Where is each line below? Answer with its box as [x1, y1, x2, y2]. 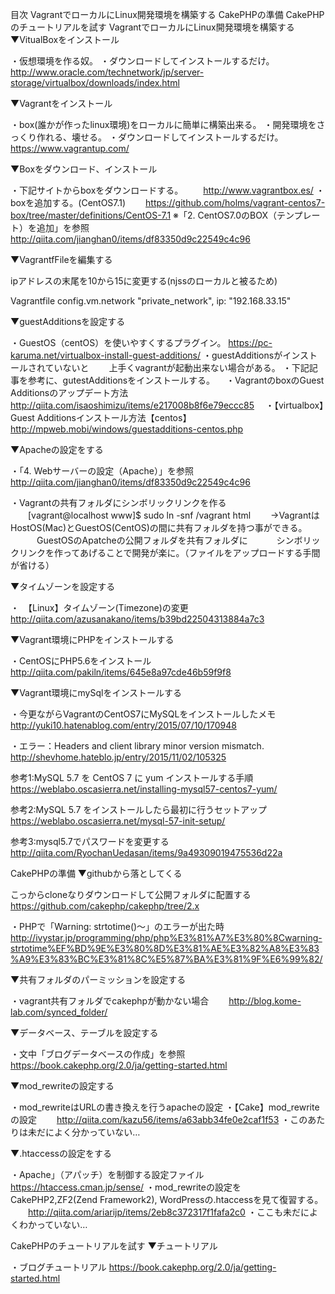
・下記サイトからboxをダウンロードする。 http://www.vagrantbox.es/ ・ [10, 184, 325, 196]
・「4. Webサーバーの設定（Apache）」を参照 [10, 465, 194, 477]
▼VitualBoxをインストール [10, 34, 120, 45]
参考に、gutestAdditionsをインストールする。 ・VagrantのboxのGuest [27, 374, 325, 386]
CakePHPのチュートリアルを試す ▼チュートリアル [10, 1240, 218, 1252]
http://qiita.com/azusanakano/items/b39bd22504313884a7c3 [10, 613, 265, 625]
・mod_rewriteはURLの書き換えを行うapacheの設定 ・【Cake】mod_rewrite [10, 1101, 320, 1113]
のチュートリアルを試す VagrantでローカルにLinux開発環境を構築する [10, 21, 295, 33]
